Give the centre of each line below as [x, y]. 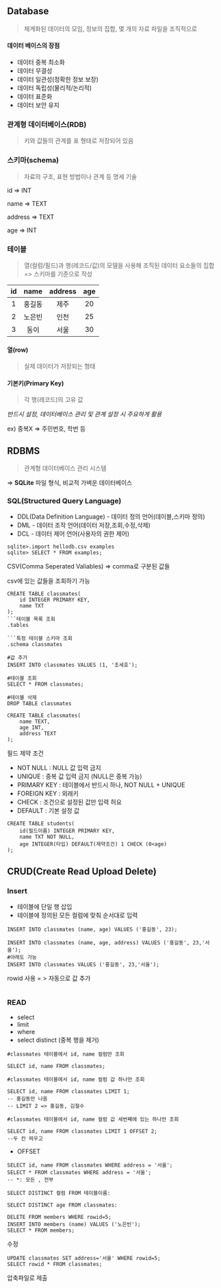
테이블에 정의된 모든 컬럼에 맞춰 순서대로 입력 [77, 916]
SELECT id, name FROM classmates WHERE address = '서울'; [90, 1165]
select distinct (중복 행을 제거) [58, 1040]
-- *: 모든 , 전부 [30, 1180]
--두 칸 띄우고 [25, 1139]
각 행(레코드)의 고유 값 [53, 400]
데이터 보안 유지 [38, 105]
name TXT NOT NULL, [47, 837]
